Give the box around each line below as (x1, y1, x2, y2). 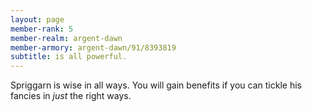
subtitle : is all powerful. (10, 52, 128, 62)
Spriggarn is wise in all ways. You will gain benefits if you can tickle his (10, 79, 302, 91)
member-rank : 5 (10, 24, 74, 34)
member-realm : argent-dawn (10, 33, 123, 43)
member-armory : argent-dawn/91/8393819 (10, 42, 177, 53)
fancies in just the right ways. (10, 90, 132, 102)
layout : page (10, 14, 65, 25)
